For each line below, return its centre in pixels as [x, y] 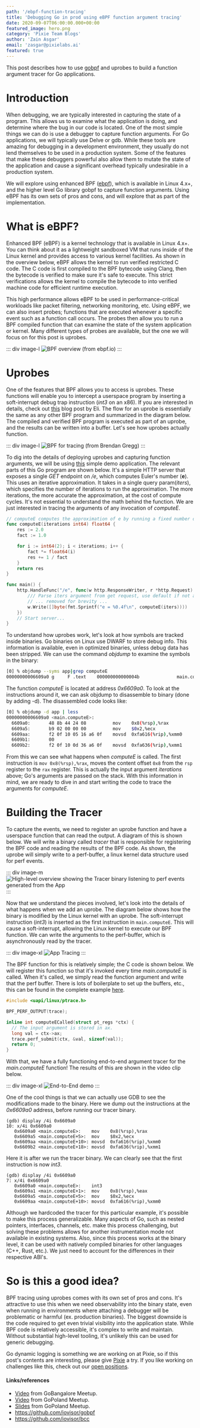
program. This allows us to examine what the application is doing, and [92, 121]
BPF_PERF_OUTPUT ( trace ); [37, 1012]
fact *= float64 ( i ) [52, 551]
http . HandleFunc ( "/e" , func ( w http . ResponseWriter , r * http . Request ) [105, 590]
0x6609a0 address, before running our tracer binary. [71, 1110]
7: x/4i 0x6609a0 [28, 1181]
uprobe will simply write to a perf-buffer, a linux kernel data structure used [97, 854]
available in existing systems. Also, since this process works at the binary [96, 1238]
